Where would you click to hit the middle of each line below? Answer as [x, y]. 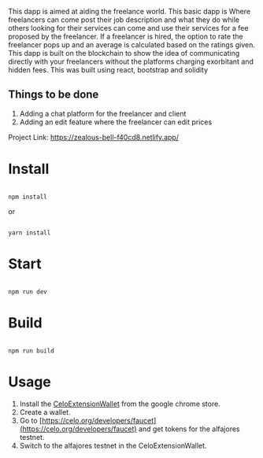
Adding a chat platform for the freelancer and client [103, 113]
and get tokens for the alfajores [189, 429]
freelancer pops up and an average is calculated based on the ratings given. [132, 45]
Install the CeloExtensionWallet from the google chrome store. [120, 404]
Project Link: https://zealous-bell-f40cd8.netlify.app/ [94, 137]
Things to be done [54, 95]
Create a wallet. [45, 412]
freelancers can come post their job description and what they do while [124, 20]
